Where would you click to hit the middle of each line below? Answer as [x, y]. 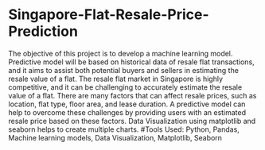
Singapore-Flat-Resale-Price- [109, 15]
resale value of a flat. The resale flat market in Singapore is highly [116, 79]
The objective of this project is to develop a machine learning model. [121, 53]
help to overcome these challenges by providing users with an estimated [127, 112]
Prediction [43, 31]
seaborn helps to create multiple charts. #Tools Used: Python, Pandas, [124, 129]
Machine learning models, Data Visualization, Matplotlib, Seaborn [115, 137]
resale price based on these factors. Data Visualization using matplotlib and [132, 121]
